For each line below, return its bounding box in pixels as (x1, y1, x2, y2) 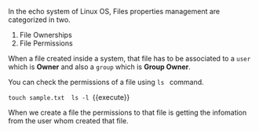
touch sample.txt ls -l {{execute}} (8, 93, 130, 101)
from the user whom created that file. (8, 116, 129, 125)
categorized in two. (8, 15, 71, 24)
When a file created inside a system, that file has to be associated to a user (8, 54, 251, 63)
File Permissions (19, 38, 73, 48)
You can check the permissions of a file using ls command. (8, 78, 204, 86)
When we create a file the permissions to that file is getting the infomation (8, 108, 247, 117)
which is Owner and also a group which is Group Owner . (8, 62, 191, 71)
